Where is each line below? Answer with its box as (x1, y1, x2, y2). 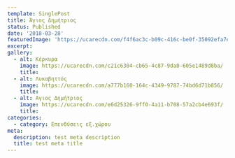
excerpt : (7, 43, 33, 50)
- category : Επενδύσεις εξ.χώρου (13, 120, 111, 128)
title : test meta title (13, 141, 83, 148)
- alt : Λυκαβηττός (13, 75, 68, 82)
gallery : (7, 50, 33, 57)
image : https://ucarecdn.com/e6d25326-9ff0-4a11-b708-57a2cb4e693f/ (20, 101, 224, 108)
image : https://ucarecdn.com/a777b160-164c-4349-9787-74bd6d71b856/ (20, 82, 224, 89)
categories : (7, 114, 42, 121)
